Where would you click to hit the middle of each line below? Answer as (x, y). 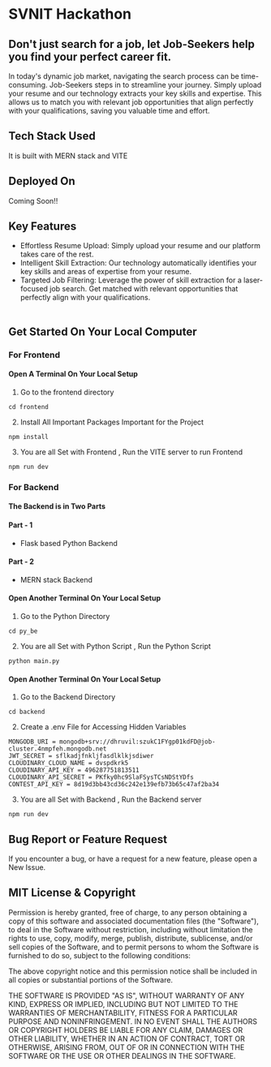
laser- (253, 280)
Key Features (43, 227)
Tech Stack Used (52, 136)
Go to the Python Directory (65, 617)
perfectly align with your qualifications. (85, 298)
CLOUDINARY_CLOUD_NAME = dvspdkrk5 (69, 764)
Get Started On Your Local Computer (103, 331)
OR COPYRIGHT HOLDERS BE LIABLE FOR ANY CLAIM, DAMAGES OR (126, 1030)
